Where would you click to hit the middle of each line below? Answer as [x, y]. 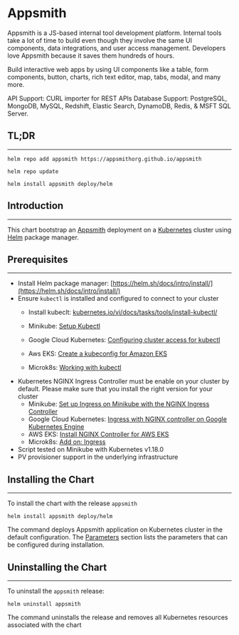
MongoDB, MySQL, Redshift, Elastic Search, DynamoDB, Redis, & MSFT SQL [119, 105]
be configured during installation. [56, 545]
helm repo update [33, 171]
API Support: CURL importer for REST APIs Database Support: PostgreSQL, [117, 98]
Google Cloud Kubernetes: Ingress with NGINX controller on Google [128, 419]
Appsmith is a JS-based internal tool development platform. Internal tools [115, 33]
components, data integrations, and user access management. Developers [117, 48]
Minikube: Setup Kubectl [64, 326]
